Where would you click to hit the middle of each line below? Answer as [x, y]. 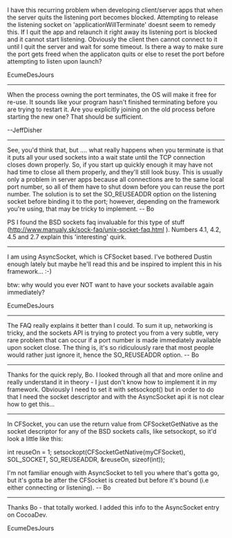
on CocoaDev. [27, 515]
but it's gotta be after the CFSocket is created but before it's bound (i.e [108, 480]
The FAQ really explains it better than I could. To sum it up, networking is [110, 325]
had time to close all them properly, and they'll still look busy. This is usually [115, 172]
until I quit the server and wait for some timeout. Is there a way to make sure [115, 47]
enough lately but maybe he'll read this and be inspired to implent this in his [115, 264]
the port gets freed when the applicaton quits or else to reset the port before [116, 54]
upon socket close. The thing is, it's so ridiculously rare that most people [110, 347]
